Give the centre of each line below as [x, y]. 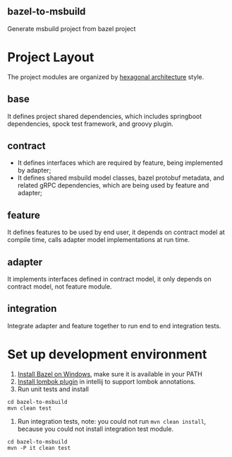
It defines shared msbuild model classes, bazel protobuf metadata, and [121, 178]
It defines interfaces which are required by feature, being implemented [120, 163]
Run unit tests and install [53, 389]
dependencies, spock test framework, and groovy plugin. [91, 124]
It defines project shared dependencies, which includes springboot [105, 116]
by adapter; [34, 170]
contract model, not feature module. [60, 287]
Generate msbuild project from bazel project [72, 28]
